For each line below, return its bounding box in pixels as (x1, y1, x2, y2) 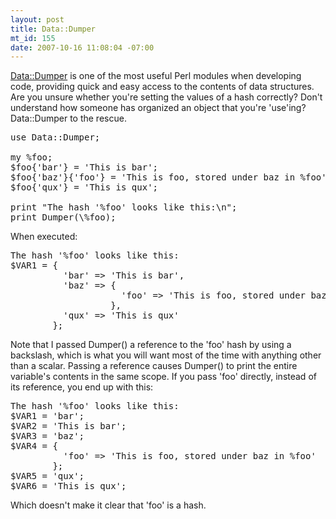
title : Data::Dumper (10, 24, 97, 34)
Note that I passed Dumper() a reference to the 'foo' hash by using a (10, 339, 292, 351)
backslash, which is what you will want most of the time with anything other (10, 349, 322, 361)
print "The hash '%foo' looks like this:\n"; (10, 202, 238, 213)
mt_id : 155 (10, 33, 56, 43)
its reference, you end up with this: (10, 381, 154, 393)
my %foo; (10, 152, 53, 163)
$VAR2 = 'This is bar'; (10, 421, 127, 432)
